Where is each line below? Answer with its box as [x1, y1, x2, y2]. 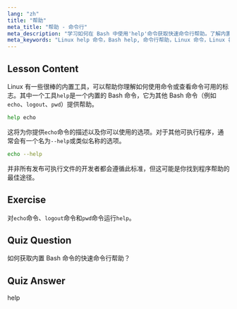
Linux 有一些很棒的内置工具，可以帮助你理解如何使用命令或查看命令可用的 [7, 82, 223, 90]
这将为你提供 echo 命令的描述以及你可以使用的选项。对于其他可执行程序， [7, 128, 218, 136]
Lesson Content [7, 63, 79, 75]
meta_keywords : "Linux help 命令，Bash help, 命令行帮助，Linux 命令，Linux [7, 37, 226, 44]
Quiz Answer [7, 274, 66, 286]
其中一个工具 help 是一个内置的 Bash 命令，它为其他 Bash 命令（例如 [19, 91, 217, 99]
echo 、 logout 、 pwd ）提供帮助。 [7, 99, 99, 108]
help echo [7, 114, 37, 121]
